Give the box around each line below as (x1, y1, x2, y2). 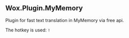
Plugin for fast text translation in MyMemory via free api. (5, 17, 124, 23)
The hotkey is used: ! (5, 27, 50, 33)
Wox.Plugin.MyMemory (5, 4, 83, 12)
